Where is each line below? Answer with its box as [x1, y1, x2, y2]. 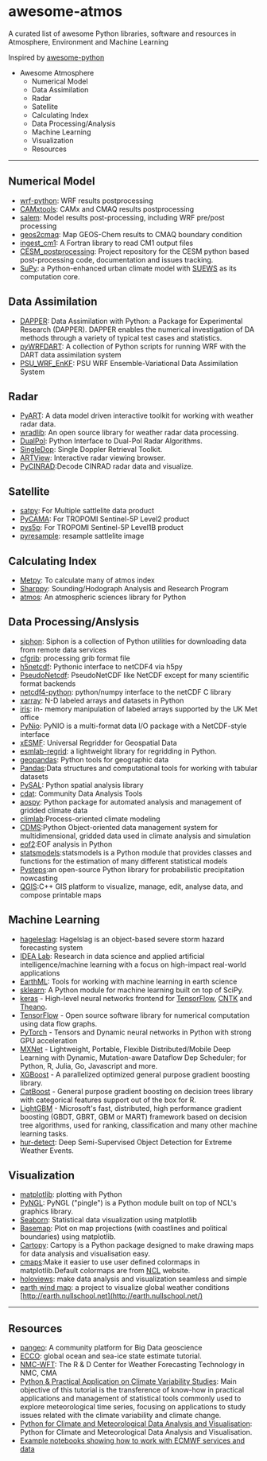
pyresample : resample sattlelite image [19, 532, 145, 541]
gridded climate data [19, 805, 88, 815]
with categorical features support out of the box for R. [19, 1095, 196, 1105]
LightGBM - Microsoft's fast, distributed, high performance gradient [19, 1103, 242, 1112]
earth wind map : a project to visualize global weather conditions [19, 1283, 230, 1292]
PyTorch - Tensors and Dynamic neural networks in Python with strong [19, 1027, 252, 1037]
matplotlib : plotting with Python [19, 1190, 122, 1199]
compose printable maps [19, 890, 102, 899]
